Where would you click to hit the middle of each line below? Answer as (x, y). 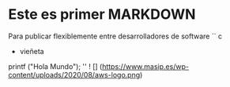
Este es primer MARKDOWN (102, 14)
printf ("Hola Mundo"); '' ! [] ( (55, 66)
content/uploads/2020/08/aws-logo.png (74, 74)
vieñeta (32, 51)
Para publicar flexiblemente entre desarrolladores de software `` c (115, 36)
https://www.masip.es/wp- (145, 66)
